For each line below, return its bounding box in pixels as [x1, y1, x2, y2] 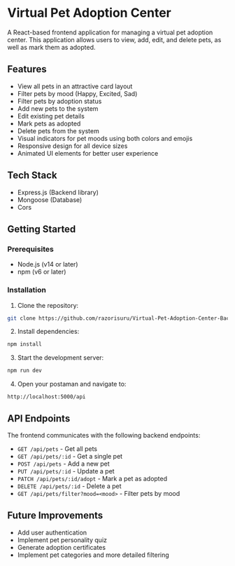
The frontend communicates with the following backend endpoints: [7, 431, 201, 439]
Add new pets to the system [17, 104, 99, 113]
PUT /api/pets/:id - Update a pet [17, 466, 115, 475]
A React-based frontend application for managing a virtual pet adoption [7, 28, 213, 36]
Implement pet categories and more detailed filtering [17, 551, 169, 559]
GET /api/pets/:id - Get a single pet [17, 452, 123, 460]
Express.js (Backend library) [17, 188, 99, 196]
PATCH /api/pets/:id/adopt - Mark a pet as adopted [17, 474, 168, 483]
